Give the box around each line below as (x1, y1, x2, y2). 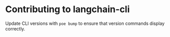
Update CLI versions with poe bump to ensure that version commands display (5, 20, 165, 26)
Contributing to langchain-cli (5, 4, 130, 15)
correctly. (5, 25, 25, 31)
